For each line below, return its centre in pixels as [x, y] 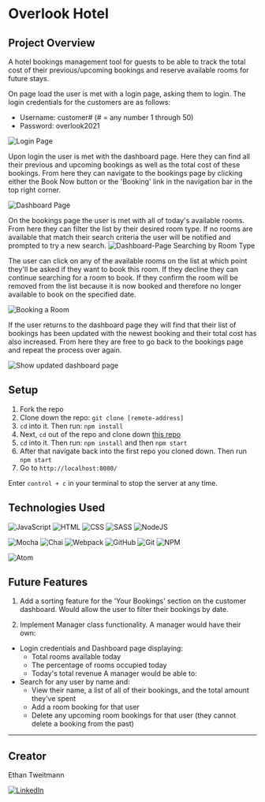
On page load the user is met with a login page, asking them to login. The [127, 94]
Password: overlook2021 [60, 126]
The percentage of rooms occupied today [99, 665]
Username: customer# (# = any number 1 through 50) [106, 118]
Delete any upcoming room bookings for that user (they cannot [134, 715]
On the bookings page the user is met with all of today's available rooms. [127, 220]
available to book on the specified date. [72, 294]
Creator [28, 756]
